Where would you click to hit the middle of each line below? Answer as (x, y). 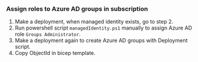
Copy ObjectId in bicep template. (55, 53)
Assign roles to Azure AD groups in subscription (77, 9)
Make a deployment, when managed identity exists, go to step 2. (94, 22)
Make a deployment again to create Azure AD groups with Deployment (101, 41)
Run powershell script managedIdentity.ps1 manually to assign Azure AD (103, 28)
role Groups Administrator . (48, 34)
